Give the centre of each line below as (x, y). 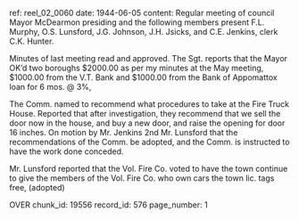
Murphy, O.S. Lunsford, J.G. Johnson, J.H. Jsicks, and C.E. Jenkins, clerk (144, 32)
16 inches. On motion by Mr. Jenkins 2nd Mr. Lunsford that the (124, 132)
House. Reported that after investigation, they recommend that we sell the (145, 114)
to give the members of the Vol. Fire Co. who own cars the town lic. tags (142, 178)
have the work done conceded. (66, 151)
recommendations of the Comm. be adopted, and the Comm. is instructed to (149, 142)
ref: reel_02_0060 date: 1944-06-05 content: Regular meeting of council (142, 13)
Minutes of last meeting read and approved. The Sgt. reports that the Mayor (149, 58)
